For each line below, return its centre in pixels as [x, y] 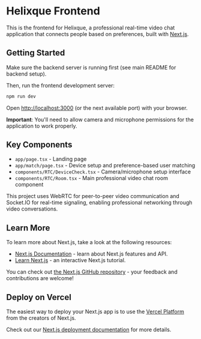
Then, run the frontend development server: [61, 85]
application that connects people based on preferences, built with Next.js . [97, 34]
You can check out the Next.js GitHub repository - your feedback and [92, 272]
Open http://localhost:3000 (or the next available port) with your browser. [97, 108]
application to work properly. [42, 126]
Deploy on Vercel [39, 297]
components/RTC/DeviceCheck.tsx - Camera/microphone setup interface [103, 172]
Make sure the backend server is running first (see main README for [91, 67]
